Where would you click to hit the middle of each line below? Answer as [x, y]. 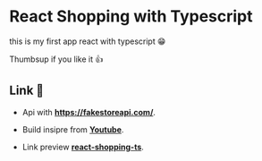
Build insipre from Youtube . [73, 129]
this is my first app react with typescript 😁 [88, 41]
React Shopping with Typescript [131, 17]
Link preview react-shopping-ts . [83, 147]
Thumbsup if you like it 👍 [56, 59]
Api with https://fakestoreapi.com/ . [89, 112]
